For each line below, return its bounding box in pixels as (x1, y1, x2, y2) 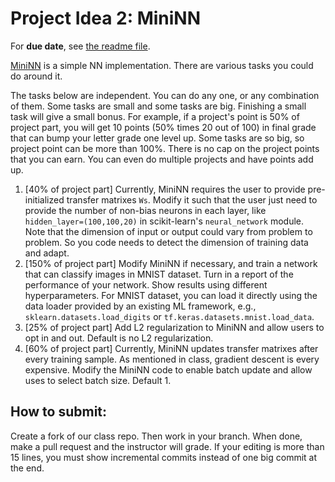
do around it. (10, 70, 63, 82)
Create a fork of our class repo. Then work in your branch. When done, (10, 430, 303, 442)
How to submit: (10, 403, 108, 421)
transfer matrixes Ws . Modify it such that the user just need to (66, 193, 318, 206)
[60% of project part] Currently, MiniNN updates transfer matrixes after (24, 342, 319, 354)
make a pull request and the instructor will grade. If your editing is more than (10, 440, 325, 452)
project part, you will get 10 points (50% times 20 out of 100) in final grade (10, 121, 317, 133)
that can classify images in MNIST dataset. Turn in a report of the (24, 268, 294, 280)
